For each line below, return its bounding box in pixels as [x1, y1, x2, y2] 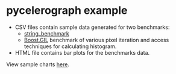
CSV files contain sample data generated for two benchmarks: [14, 23, 170, 31]
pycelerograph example [6, 4, 128, 17]
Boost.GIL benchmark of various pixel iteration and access [24, 36, 169, 43]
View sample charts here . [6, 61, 70, 68]
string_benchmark [24, 29, 69, 37]
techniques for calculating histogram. [24, 43, 117, 50]
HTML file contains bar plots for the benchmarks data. [14, 49, 150, 56]
